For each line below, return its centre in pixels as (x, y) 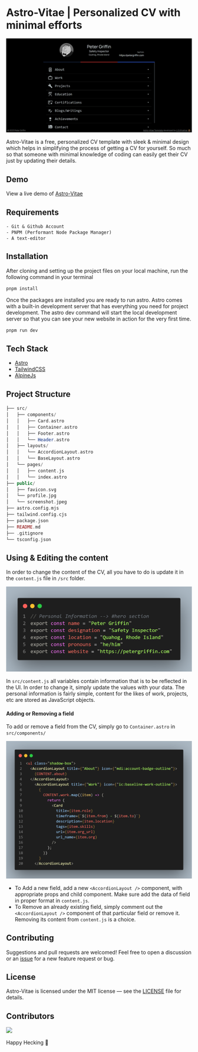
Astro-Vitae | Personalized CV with (93, 13)
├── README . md (24, 527)
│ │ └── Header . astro (38, 440)
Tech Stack (27, 349)
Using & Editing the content (57, 558)
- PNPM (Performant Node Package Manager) (59, 233)
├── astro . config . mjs (33, 509)
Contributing (30, 938)
